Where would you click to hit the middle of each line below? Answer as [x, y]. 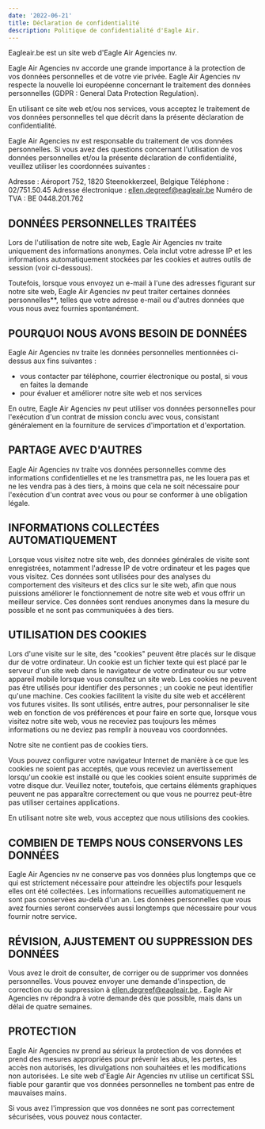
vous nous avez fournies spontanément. [74, 308]
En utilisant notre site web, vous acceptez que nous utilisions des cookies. [129, 818]
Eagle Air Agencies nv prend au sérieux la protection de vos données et [125, 1051]
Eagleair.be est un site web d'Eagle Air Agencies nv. [93, 53]
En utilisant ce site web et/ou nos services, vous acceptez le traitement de [129, 109]
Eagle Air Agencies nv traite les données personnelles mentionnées [118, 352]
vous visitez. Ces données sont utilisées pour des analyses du [110, 576]
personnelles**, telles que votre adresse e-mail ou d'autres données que [127, 300]
